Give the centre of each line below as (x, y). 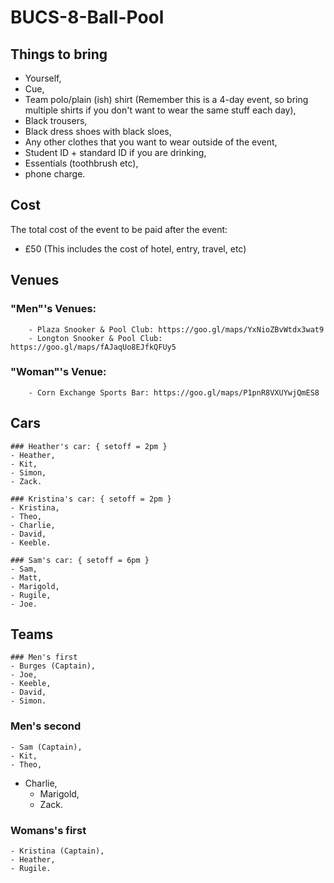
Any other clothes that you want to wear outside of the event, (151, 142)
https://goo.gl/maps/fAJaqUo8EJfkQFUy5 (93, 347)
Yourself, (43, 78)
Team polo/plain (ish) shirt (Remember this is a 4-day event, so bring (166, 99)
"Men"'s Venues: (53, 309)
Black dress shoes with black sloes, (98, 131)
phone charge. (55, 174)
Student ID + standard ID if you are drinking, (115, 152)
